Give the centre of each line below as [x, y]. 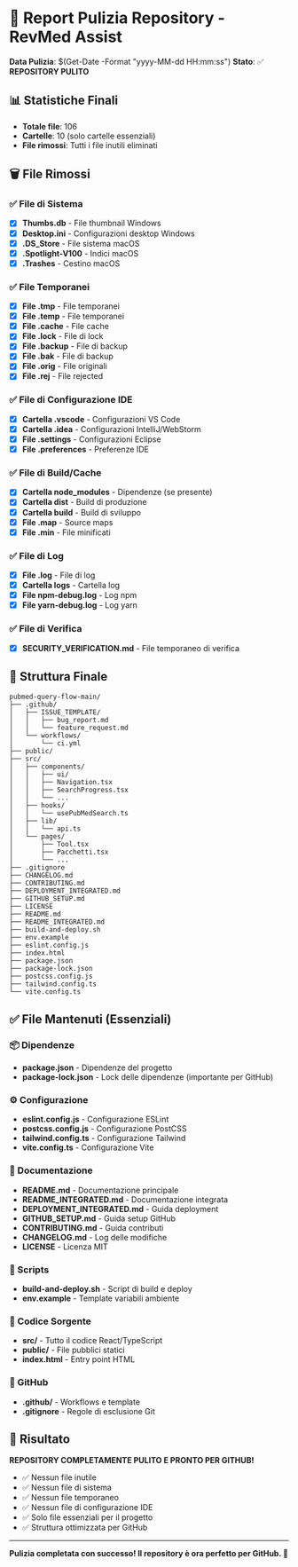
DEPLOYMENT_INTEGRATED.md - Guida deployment [120, 1209]
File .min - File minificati [66, 532]
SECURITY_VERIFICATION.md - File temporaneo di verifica [131, 648]
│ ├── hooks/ [37, 806]
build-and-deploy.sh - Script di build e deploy [107, 1289]
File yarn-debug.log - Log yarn [79, 605]
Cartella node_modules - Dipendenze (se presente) [117, 492]
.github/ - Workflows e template [81, 1402]
